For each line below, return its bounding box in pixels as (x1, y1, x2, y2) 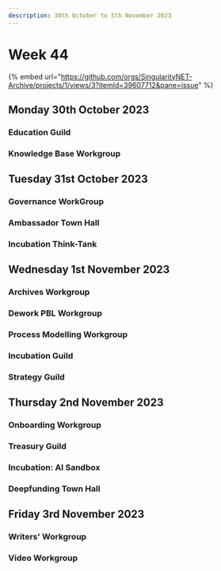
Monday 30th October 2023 (8, 103, 150, 116)
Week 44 (8, 45, 69, 63)
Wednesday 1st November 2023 (8, 263, 170, 277)
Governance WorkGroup (8, 196, 105, 207)
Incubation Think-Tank (8, 238, 97, 249)
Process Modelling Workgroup (8, 329, 128, 340)
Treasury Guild (8, 441, 67, 452)
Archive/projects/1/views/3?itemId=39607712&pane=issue (8, 80, 199, 89)
